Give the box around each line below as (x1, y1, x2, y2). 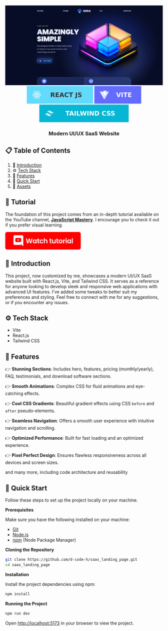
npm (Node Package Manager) (12, 537, 76, 543)
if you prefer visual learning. (5, 222, 63, 228)
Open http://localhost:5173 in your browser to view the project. (5, 620, 134, 626)
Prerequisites (5, 507, 34, 513)
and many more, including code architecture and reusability (5, 469, 128, 475)
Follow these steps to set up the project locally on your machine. (5, 497, 138, 503)
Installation (5, 571, 29, 577)
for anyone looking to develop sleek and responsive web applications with (5, 283, 157, 289)
